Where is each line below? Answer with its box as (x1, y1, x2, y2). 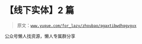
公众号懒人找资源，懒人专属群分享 (5, 33, 76, 39)
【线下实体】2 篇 (5, 5, 75, 16)
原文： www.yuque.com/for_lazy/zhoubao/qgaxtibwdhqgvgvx (17, 22, 137, 28)
